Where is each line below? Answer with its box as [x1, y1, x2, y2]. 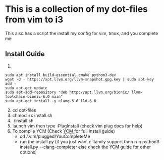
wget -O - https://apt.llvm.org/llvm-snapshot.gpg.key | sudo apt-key [5, 77, 154, 82]
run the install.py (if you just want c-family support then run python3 [19, 138, 160, 144]
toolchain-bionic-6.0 [5, 94, 50, 99]
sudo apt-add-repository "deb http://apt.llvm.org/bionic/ [5, 90, 130, 95]
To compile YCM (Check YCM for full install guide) [12, 128, 115, 134]
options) [19, 149, 37, 155]
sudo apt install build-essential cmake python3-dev [5, 73, 116, 78]
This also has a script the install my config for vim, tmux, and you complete [5, 30, 159, 36]
